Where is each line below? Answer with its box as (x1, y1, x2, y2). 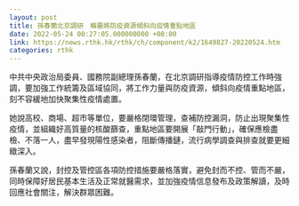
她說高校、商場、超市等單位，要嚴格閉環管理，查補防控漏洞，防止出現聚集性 (9, 113, 290, 123)
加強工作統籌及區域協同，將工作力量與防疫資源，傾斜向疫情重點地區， (32, 83, 290, 93)
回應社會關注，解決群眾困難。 (9, 187, 118, 198)
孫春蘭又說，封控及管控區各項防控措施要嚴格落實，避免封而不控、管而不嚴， (9, 165, 290, 176)
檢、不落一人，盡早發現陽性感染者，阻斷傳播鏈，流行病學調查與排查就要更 (9, 135, 282, 146)
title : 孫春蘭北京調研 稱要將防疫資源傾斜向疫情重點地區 (9, 21, 197, 30)
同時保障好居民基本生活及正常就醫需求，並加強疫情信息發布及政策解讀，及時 (9, 176, 290, 186)
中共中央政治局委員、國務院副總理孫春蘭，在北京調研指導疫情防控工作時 (9, 72, 274, 83)
